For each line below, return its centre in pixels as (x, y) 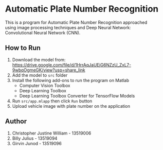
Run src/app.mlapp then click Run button (52, 101)
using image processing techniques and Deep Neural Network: (68, 27)
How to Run (23, 48)
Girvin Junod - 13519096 (37, 143)
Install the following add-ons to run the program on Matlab (71, 80)
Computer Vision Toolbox (45, 85)
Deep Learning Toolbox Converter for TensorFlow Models (77, 96)
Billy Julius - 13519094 (35, 138)
